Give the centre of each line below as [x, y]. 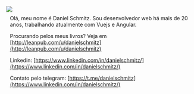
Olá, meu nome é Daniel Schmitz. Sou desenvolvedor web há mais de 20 [99, 18]
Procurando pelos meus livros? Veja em [58, 36]
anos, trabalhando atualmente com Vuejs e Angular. [73, 24]
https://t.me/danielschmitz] [102, 78]
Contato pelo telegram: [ [40, 78]
